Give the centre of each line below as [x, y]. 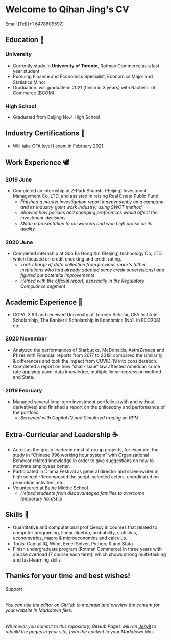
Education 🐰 [25, 40]
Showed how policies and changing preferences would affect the [89, 213]
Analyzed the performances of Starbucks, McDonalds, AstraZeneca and [89, 350]
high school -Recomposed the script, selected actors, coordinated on [86, 477]
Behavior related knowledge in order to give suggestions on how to [83, 461]
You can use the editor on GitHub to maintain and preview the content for [82, 605]
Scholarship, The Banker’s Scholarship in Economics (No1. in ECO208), [87, 320]
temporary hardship [41, 498]
